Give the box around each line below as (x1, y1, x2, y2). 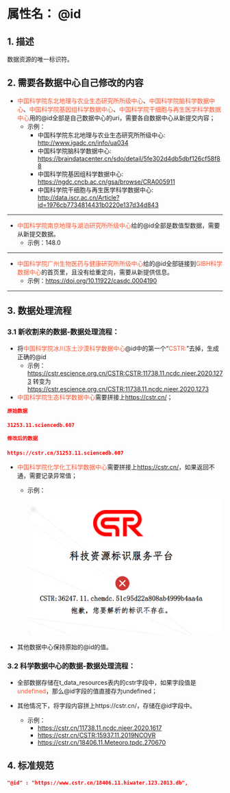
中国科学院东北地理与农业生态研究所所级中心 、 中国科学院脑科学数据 (16, 97, 209, 105)
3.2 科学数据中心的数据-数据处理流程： (7, 661, 136, 671)
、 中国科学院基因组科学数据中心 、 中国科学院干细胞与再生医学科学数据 (23, 105, 221, 113)
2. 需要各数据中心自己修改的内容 (7, 77, 144, 89)
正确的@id (16, 352, 47, 361)
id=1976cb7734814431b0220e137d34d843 (37, 200, 159, 209)
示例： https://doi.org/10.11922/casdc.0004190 (27, 276, 157, 284)
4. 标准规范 (7, 760, 54, 772)
